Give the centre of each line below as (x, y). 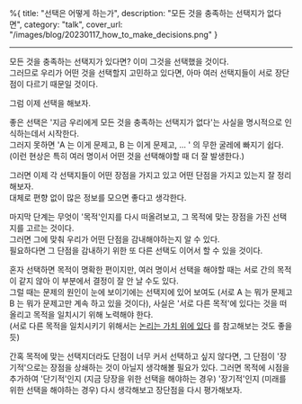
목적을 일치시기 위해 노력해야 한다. (93, 314)
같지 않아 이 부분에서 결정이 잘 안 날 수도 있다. (99, 281)
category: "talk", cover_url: (73, 24)
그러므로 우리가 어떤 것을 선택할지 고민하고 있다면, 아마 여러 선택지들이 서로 (141, 73)
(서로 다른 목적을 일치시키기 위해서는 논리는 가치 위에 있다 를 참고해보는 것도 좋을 (151, 326)
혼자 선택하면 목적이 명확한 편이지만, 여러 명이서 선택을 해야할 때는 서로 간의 (142, 269)
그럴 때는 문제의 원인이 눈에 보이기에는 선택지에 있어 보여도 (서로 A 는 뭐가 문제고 (151, 292)
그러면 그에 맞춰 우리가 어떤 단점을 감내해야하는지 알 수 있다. (115, 239)
